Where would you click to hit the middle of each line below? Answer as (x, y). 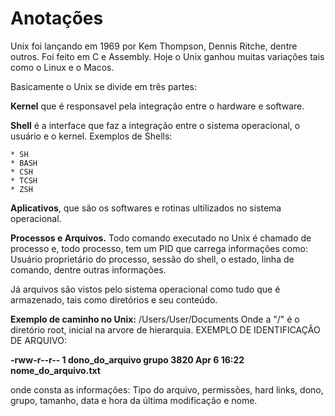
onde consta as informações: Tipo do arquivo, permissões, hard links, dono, (167, 389)
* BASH (24, 163)
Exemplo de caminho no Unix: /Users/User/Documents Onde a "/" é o (155, 319)
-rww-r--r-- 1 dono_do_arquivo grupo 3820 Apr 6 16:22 (127, 359)
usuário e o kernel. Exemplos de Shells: (91, 136)
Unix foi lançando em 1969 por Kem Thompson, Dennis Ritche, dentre (154, 46)
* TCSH (24, 180)
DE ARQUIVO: (38, 340)
